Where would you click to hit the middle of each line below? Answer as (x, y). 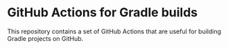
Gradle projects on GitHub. (45, 38)
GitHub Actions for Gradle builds (103, 13)
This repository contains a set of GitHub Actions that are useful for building (114, 31)
